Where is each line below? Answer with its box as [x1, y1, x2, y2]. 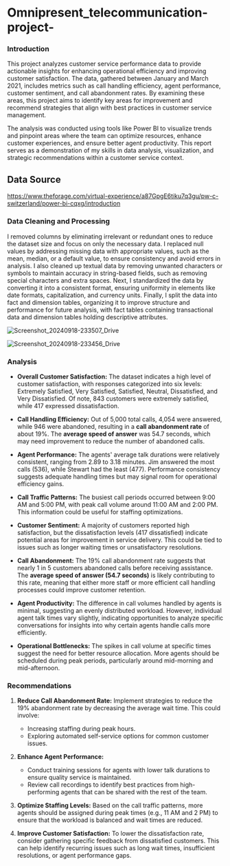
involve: [16, 712, 40, 720]
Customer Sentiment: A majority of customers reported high [16, 521, 190, 529]
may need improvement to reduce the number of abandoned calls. [16, 436, 205, 445]
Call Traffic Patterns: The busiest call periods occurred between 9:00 [16, 493, 216, 501]
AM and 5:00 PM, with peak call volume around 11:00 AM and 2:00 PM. [16, 500, 218, 508]
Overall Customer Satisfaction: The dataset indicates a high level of [16, 372, 211, 381]
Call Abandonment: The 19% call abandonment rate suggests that [16, 556, 206, 565]
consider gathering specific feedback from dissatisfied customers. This [16, 836, 220, 845]
